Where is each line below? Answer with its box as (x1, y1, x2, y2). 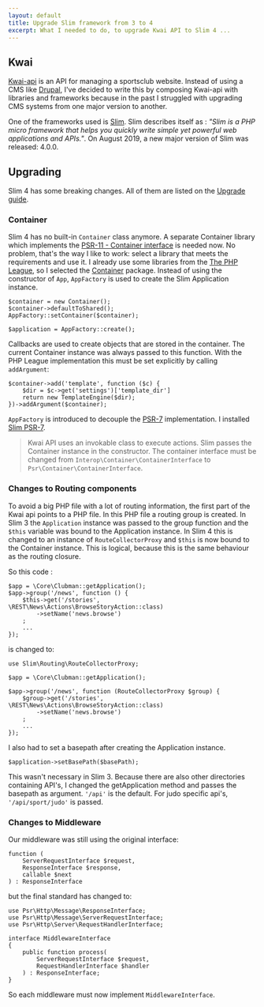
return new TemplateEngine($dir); (22, 394, 136, 402)
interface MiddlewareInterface (8, 934, 111, 942)
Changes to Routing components (8, 483, 137, 494)
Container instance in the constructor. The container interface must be (27, 447, 257, 456)
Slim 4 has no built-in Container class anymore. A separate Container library (8, 232, 255, 242)
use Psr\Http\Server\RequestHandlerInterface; (8, 920, 164, 929)
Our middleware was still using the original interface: (8, 835, 179, 844)
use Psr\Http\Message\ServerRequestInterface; (8, 914, 164, 922)
